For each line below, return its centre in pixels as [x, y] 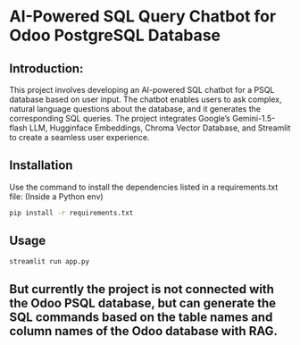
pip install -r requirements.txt [71, 213]
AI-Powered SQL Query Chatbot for [143, 17]
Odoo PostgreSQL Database [115, 35]
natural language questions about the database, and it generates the [135, 109]
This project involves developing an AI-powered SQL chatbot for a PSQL [142, 90]
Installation [41, 166]
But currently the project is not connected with [142, 289]
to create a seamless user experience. [79, 137]
